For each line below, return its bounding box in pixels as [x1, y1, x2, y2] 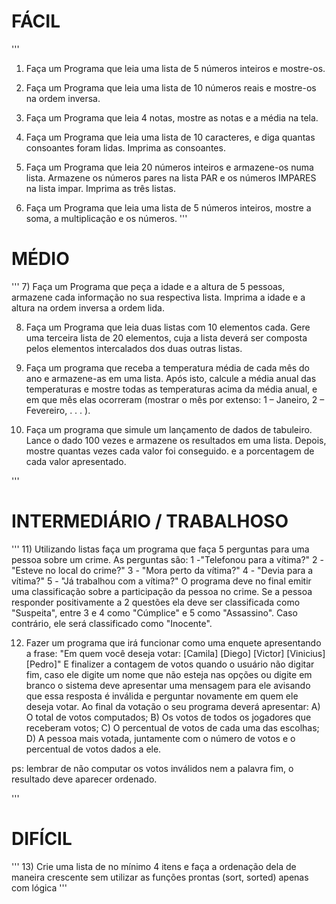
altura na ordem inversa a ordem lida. [11, 301, 165, 314]
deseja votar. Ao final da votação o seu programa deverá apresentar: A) [25, 700, 321, 712]
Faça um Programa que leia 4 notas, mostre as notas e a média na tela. [25, 111, 319, 124]
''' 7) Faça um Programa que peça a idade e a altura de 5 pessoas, [11, 280, 286, 292]
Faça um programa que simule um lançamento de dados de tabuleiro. [25, 423, 313, 435]
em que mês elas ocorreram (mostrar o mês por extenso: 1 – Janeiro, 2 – [25, 393, 325, 405]
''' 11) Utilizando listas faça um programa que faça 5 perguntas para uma [11, 543, 310, 555]
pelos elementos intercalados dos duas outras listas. [25, 342, 243, 354]
